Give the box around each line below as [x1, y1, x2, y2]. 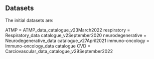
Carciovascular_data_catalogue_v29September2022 [5, 48, 113, 54]
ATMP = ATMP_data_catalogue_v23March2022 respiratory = [5, 27, 130, 33]
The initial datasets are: [5, 17, 54, 23]
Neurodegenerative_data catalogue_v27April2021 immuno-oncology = [5, 37, 149, 43]
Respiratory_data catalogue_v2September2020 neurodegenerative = [5, 32, 147, 38]
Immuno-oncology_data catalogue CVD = [5, 42, 91, 49]
